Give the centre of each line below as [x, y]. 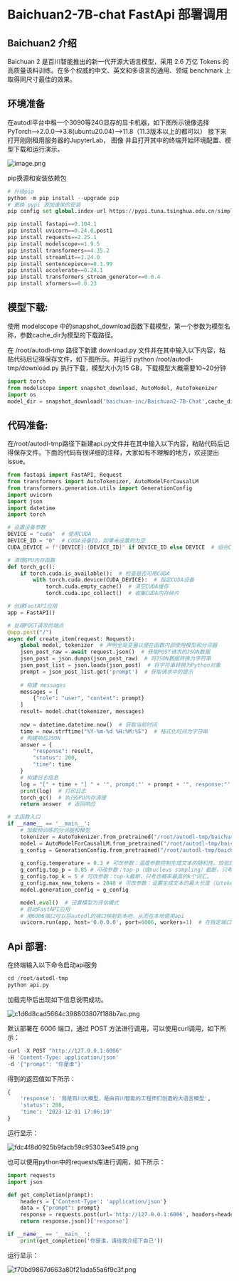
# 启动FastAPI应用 [45, 909]
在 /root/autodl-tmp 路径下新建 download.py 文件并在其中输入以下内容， [113, 350]
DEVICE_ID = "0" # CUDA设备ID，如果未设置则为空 [76, 541]
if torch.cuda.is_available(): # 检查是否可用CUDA [95, 574]
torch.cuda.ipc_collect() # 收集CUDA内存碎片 [112, 594]
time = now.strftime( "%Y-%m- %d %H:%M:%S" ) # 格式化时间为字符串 [114, 731]
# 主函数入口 [24, 817]
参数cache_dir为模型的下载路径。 [68, 334]
